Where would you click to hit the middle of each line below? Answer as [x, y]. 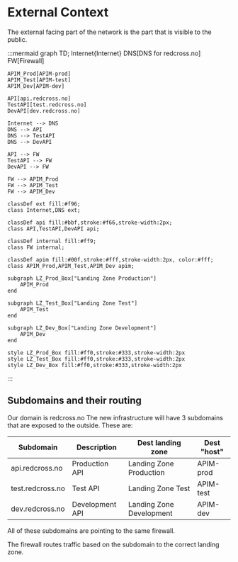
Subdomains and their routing [74, 401]
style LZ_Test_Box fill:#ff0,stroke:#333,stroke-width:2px [96, 359]
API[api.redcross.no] [39, 99]
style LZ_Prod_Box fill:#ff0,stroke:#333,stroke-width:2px [96, 353]
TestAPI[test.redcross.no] [47, 105]
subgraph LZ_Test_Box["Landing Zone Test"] [73, 303]
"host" [212, 451]
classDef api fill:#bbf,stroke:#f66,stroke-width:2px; [90, 223]
